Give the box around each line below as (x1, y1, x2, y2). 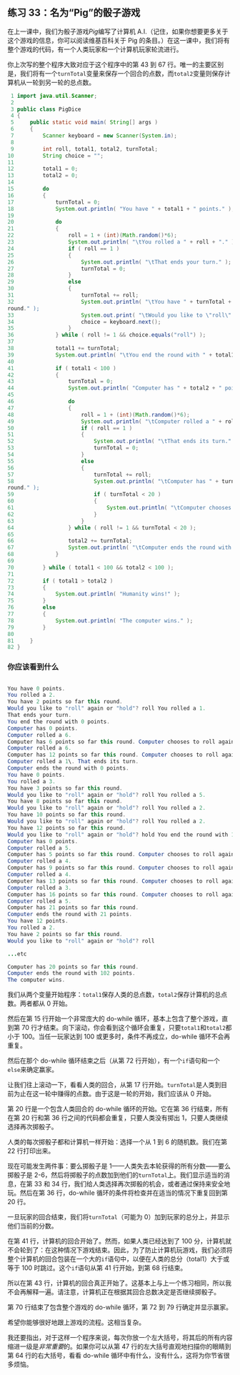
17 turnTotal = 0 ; (7, 199, 101, 206)
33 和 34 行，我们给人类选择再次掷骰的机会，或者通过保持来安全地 (34, 1180, 231, 1188)
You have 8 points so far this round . (7, 798, 123, 805)
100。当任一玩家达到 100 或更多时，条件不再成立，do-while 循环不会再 (21, 1032, 231, 1041)
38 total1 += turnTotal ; (7, 345, 120, 352)
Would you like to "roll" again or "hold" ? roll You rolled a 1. (7, 705, 206, 713)
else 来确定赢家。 (7, 1066, 59, 1074)
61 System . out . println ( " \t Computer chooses (7, 505, 232, 512)
